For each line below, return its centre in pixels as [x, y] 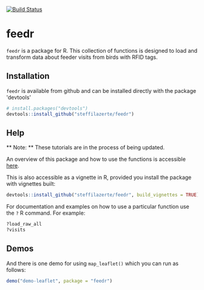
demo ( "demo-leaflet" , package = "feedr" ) [59, 281]
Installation [28, 76]
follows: [16, 269]
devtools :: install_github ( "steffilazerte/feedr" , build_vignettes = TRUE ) [103, 195]
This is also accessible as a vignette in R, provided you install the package [99, 177]
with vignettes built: [31, 184]
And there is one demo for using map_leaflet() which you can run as [93, 263]
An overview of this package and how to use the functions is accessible [96, 159]
